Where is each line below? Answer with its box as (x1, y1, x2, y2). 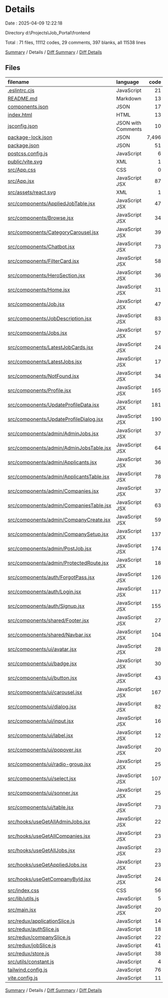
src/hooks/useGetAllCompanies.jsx (7, 832, 90, 839)
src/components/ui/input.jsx (7, 717, 74, 724)
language (116, 78, 139, 85)
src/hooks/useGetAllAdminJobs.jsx (7, 818, 90, 825)
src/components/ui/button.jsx (7, 674, 77, 681)
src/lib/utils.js (7, 895, 39, 902)
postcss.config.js (7, 150, 48, 157)
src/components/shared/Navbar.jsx (7, 631, 91, 638)
